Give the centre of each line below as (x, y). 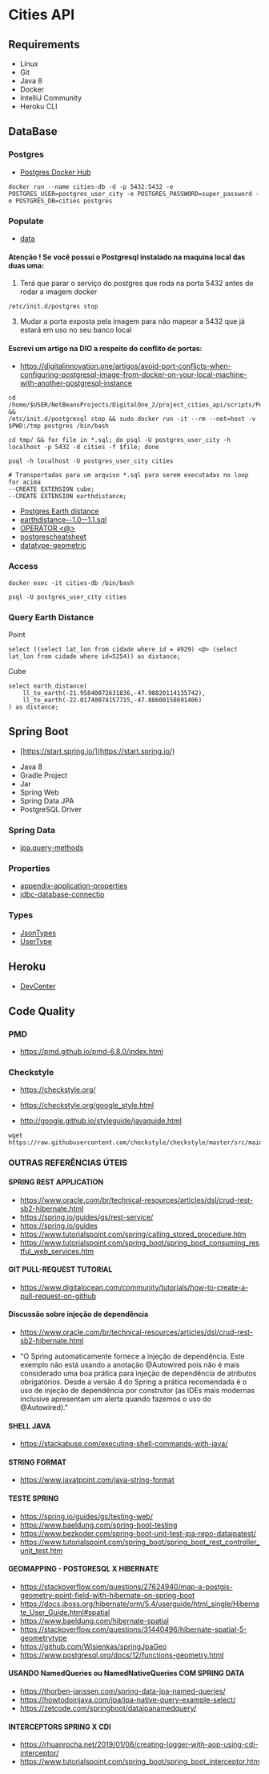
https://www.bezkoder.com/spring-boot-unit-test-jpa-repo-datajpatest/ (138, 1533)
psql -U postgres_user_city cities (68, 597)
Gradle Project (44, 775)
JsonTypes (38, 933)
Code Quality (42, 1011)
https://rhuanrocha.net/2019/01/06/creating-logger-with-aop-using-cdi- (139, 1744)
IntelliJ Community (51, 98)
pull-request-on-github (58, 1296)
